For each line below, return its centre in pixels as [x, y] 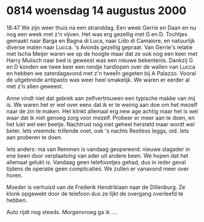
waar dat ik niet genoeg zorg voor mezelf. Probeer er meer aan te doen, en [100, 118]
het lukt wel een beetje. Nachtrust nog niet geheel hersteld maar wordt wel [100, 124]
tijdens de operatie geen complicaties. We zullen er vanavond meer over [98, 169]
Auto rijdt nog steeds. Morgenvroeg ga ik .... [62, 212]
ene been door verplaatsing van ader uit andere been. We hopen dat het [97, 155]
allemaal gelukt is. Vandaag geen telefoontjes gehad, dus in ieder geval [96, 162]
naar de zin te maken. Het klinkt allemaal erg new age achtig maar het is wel [102, 111]
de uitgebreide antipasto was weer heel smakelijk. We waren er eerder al [98, 80]
